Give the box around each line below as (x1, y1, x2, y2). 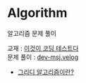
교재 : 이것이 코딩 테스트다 (7, 44, 79, 52)
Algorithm (7, 5, 68, 21)
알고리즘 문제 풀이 (7, 29, 56, 37)
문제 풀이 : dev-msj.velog (7, 53, 79, 61)
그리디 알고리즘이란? (17, 68, 74, 76)
